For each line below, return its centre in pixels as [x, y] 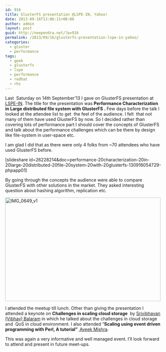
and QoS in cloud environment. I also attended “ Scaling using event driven [83, 324]
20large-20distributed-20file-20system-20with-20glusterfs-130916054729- [83, 165]
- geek [16, 61]
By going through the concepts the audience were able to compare [74, 180]
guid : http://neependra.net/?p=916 [42, 33]
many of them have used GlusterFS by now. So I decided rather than [75, 119]
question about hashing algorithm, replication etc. [56, 190]
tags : [11, 56]
